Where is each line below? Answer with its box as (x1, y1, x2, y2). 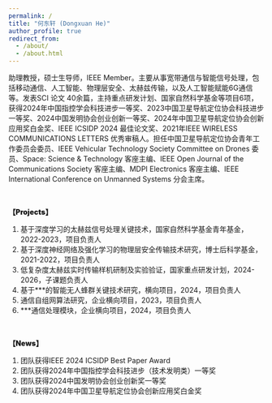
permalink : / (8, 11, 53, 20)
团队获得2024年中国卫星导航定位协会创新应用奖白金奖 (19, 386, 202, 396)
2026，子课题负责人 (19, 275, 89, 285)
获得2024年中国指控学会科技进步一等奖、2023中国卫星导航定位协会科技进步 (8, 103, 265, 113)
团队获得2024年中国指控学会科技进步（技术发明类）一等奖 (19, 366, 217, 375)
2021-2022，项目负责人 (19, 255, 100, 264)
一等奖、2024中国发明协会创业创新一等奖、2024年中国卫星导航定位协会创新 (8, 114, 265, 122)
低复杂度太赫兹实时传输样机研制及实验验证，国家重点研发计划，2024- (19, 265, 255, 274)
